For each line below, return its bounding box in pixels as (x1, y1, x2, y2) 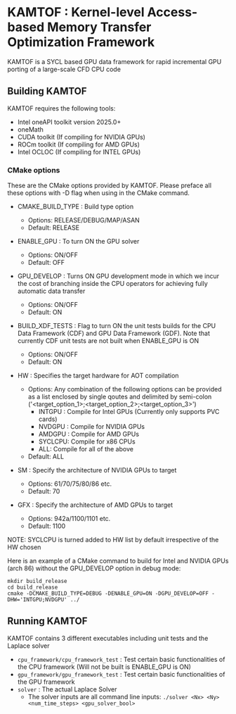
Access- (147, 4, 198, 20)
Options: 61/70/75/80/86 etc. (27, 480, 112, 488)
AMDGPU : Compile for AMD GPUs (38, 430, 139, 439)
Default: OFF (27, 258, 65, 267)
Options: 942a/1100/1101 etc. (27, 515, 111, 523)
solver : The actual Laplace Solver (17, 684, 117, 694)
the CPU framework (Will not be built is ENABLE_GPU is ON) (17, 663, 192, 671)
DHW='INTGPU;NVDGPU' (7, 596, 68, 603)
